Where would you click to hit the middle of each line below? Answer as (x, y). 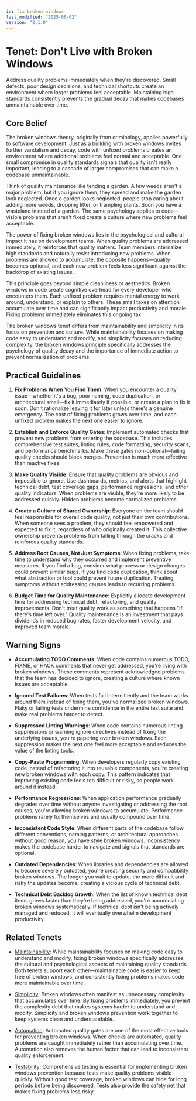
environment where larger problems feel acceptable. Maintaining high (90, 93)
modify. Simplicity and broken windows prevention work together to (96, 1013)
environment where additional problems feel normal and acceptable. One (94, 156)
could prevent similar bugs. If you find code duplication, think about (96, 572)
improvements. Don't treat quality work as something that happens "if (98, 608)
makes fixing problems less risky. (55, 1091)
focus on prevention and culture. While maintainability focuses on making (94, 332)
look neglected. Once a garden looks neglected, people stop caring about (95, 199)
